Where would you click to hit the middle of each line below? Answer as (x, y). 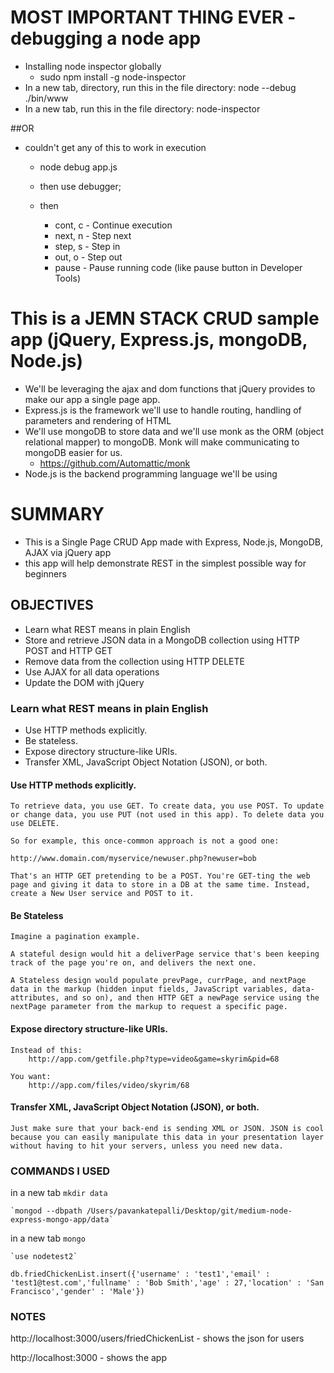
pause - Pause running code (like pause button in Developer (178, 267)
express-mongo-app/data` (62, 1220)
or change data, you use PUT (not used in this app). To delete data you (167, 815)
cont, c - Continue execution (113, 225)
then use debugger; (80, 186)
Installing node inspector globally (93, 66)
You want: (31, 1076)
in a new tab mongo (48, 1238)
